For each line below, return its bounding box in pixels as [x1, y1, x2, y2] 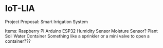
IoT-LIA [5, 3, 35, 14]
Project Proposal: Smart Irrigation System [5, 19, 88, 24]
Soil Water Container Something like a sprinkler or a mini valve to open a [5, 33, 150, 39]
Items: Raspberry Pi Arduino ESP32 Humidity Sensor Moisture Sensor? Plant [5, 28, 158, 34]
